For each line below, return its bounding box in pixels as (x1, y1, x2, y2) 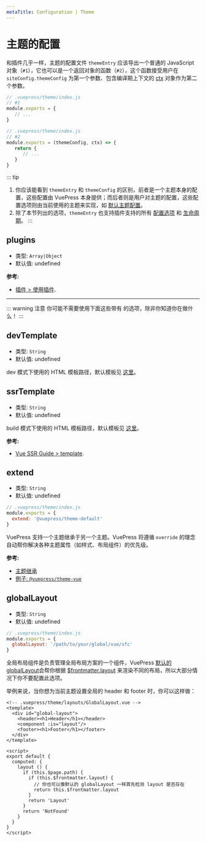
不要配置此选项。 (22, 674, 66, 682)
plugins (6, 235, 36, 246)
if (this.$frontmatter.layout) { (28, 775, 114, 781)
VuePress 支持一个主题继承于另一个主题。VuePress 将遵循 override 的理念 (6, 533, 196, 540)
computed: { (12, 759, 43, 765)
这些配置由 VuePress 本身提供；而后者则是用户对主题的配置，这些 (26, 194, 193, 201)
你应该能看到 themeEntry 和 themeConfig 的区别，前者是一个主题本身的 (15, 186, 192, 193)
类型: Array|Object (15, 252, 63, 259)
